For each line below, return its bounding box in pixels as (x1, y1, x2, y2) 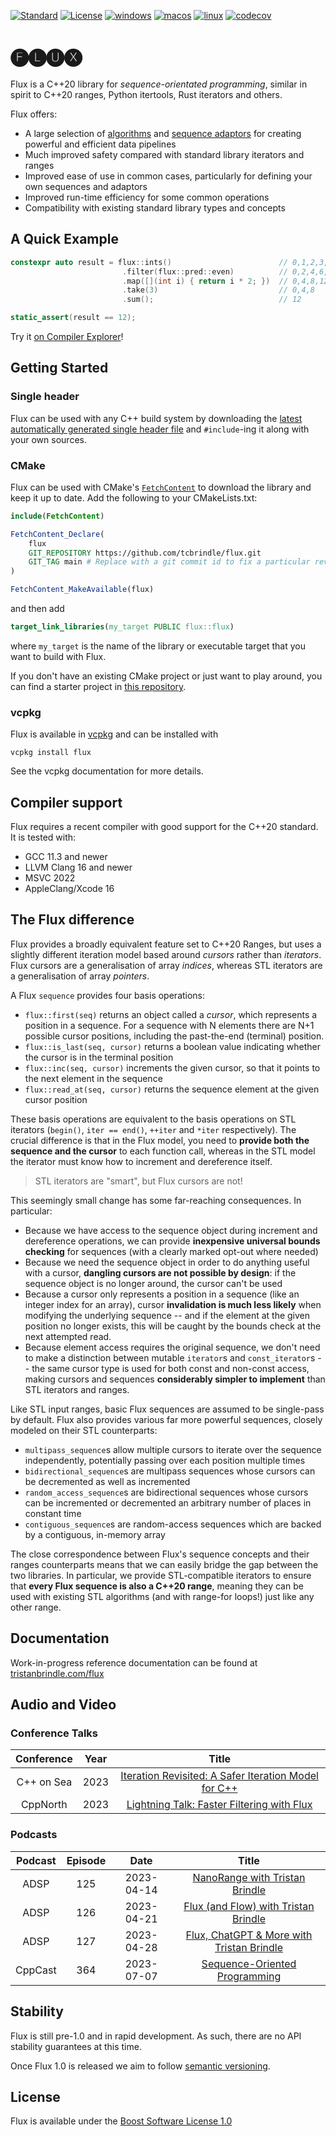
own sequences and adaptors (24, 180, 148, 192)
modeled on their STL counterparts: (10, 1424, 158, 1436)
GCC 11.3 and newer (24, 851, 108, 863)
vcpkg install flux (10, 748, 92, 758)
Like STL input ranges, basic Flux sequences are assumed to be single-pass (10, 1403, 325, 1415)
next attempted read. (24, 1330, 112, 1342)
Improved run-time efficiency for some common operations (24, 191, 270, 203)
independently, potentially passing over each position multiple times (24, 1454, 306, 1466)
